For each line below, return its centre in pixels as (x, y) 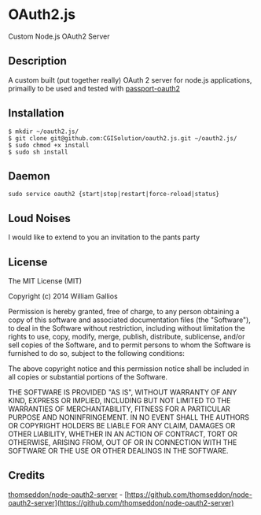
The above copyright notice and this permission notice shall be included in (129, 369)
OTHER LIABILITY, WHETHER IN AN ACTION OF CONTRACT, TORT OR (123, 434)
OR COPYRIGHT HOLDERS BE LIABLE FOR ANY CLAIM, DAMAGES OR (122, 426)
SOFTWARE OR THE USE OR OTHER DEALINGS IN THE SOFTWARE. (118, 451)
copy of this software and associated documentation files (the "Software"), (130, 320)
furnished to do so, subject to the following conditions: (96, 353)
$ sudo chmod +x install (49, 145)
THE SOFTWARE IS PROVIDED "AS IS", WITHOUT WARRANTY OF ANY (123, 392)
